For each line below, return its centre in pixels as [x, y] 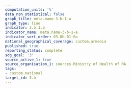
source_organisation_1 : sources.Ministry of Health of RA [65, 64]
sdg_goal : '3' [20, 55]
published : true [22, 46]
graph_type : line [23, 23]
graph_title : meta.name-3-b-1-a [38, 19]
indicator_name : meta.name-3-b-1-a [41, 32]
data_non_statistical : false [35, 14]
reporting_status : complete [34, 50]
